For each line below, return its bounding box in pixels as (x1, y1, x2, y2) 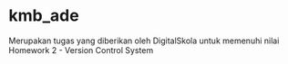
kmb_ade (8, 5, 79, 26)
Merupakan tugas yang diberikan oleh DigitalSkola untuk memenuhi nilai (8, 35, 280, 46)
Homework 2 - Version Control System (8, 44, 154, 55)
